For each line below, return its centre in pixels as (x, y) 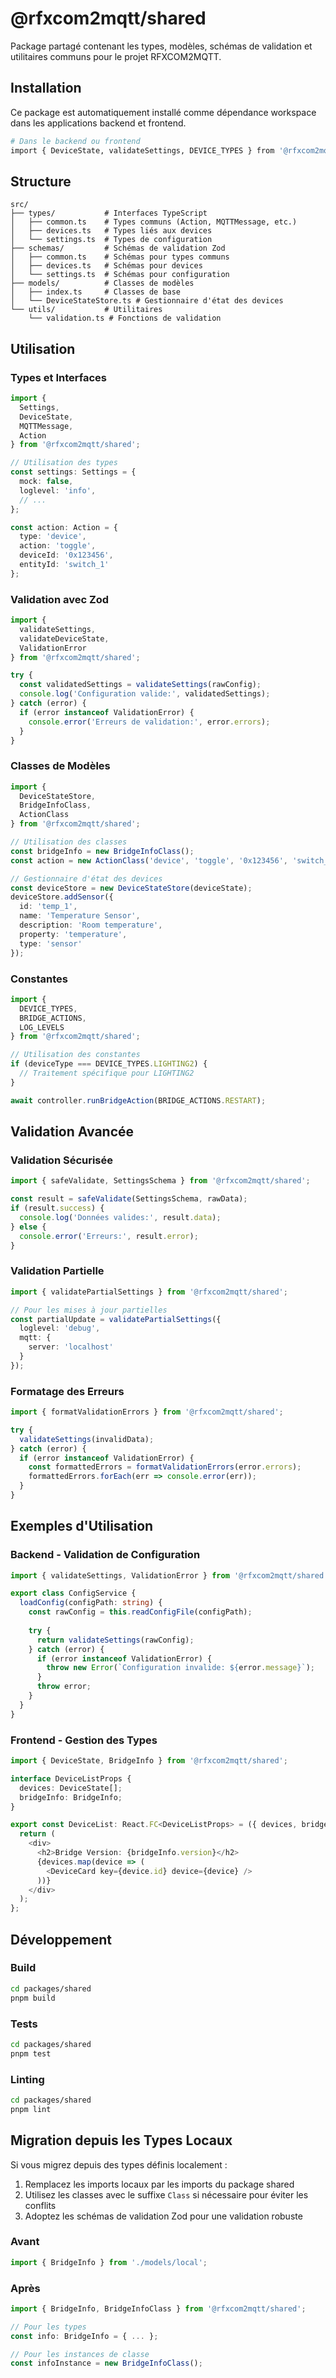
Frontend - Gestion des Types (84, 1740)
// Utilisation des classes (69, 842)
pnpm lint (31, 2109)
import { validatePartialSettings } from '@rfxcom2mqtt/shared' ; (149, 1292)
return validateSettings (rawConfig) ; (115, 1640)
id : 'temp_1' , (48, 907)
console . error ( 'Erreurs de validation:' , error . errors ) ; (149, 722)
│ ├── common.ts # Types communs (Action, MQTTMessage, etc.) (154, 222)
